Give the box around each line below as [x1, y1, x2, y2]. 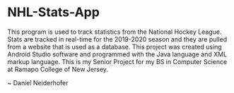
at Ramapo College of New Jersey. [7, 65, 108, 73]
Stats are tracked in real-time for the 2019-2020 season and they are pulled [7, 35, 228, 43]
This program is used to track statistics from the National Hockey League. [7, 27, 222, 36]
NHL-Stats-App [7, 4, 100, 20]
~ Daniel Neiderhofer [7, 78, 69, 87]
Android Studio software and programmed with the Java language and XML [7, 50, 228, 58]
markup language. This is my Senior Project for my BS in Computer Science [7, 57, 228, 66]
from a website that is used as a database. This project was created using [7, 42, 223, 51]
